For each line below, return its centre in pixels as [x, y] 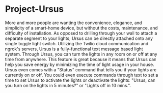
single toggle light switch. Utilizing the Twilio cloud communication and [77, 43]
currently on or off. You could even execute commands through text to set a [82, 75]
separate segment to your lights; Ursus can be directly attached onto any [79, 38]
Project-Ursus [34, 9]
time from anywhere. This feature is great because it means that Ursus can [81, 59]
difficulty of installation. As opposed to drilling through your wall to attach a [81, 33]
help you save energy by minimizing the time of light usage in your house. [80, 64]
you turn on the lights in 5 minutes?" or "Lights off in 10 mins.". [68, 85]
